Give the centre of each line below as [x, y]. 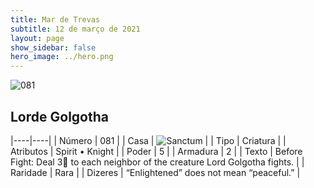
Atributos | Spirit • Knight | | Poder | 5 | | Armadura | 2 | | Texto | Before [156, 151]
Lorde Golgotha [59, 116]
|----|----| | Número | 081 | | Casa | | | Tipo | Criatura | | [148, 140]
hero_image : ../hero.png [62, 57]
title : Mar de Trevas [55, 19]
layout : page [37, 38]
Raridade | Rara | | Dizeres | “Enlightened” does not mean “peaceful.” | [155, 172]
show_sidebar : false [53, 47]
